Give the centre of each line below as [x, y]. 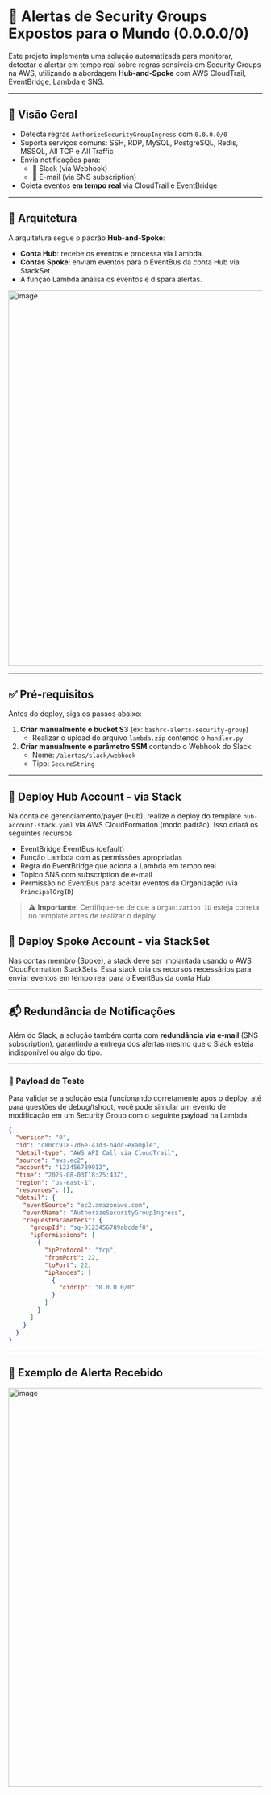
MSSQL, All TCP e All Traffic [67, 151]
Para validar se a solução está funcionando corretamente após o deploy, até [135, 1098]
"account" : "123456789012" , [63, 1168]
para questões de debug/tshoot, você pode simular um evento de [117, 1107]
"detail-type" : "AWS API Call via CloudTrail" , [97, 1152]
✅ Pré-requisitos [51, 694]
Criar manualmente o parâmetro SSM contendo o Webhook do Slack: [137, 747]
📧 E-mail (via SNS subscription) [84, 177]
